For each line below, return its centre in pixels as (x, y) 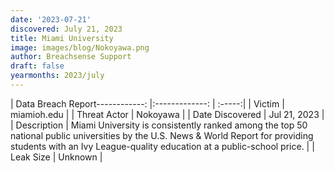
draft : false (37, 66)
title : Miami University (62, 38)
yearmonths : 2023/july (57, 76)
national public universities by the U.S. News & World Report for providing (162, 135)
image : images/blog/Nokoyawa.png (80, 47)
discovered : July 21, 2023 (66, 29)
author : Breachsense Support (71, 57)
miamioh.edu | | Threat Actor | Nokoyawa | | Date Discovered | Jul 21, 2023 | (167, 114)
